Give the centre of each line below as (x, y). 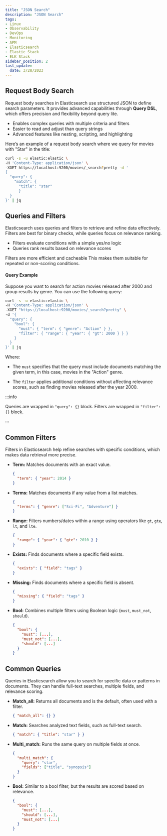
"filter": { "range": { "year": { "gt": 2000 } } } (73, 333)
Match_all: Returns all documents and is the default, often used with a (85, 701)
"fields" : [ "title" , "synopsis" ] (56, 767)
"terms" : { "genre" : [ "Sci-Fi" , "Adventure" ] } (68, 507)
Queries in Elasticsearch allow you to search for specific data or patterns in (82, 681)
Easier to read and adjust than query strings (57, 129)
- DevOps (14, 33)
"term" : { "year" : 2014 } (44, 478)
